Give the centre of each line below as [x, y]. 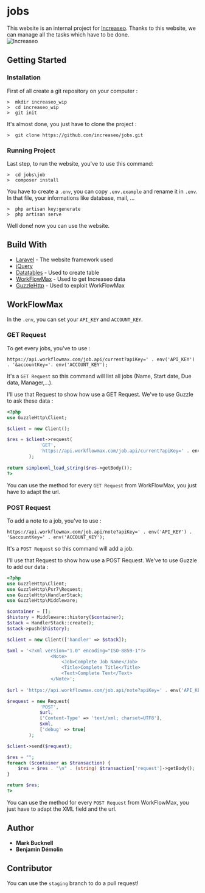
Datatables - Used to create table [57, 272]
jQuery [24, 266]
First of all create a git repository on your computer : [72, 91]
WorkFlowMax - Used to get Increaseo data [70, 279]
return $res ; [23, 785]
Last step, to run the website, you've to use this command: [80, 163]
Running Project [31, 150]
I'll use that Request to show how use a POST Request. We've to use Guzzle [102, 560]
